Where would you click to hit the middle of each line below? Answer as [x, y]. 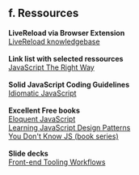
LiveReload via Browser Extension [67, 32]
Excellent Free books [44, 110]
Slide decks [28, 153]
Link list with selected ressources [66, 58]
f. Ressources [44, 13]
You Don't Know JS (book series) [63, 136]
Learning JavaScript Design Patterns [69, 127]
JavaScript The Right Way [51, 67]
